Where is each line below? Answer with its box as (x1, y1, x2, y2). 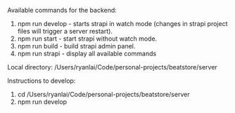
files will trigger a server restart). (17, 27, 113, 35)
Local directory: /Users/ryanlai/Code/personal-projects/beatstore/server (7, 63, 218, 71)
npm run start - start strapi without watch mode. (17, 34, 158, 43)
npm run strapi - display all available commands (17, 49, 157, 58)
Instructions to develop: (7, 77, 76, 85)
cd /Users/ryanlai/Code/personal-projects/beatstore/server (17, 91, 190, 98)
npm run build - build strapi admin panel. (17, 42, 136, 50)
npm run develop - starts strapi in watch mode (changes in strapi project (17, 20, 228, 27)
